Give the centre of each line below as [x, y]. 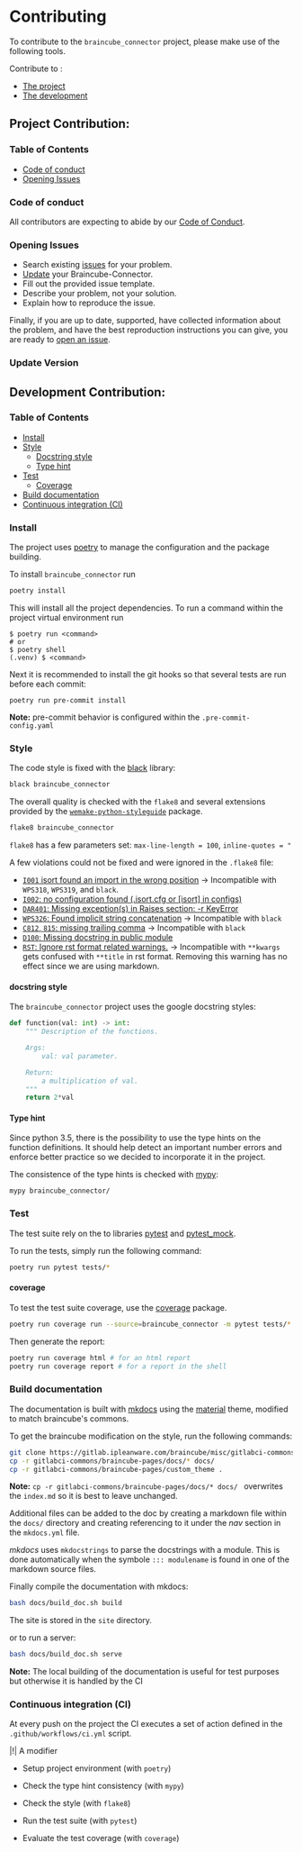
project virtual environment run [67, 617]
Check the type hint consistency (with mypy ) [103, 1786]
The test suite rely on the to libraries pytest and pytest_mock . [123, 1233]
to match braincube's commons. [69, 1418]
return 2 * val [50, 1098]
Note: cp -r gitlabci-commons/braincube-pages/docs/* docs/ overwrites [146, 1486]
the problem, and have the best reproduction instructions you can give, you [149, 330]
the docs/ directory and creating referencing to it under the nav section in [145, 1523]
